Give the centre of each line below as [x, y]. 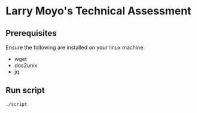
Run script [25, 91]
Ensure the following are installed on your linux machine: [75, 47]
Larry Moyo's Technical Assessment [99, 11]
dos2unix [26, 65]
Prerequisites [31, 33]
